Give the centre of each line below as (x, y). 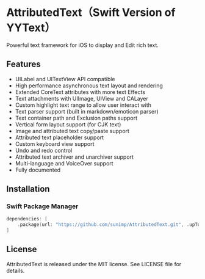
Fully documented (38, 170)
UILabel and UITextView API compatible (65, 79)
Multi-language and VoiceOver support (64, 163)
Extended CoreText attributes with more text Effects (80, 92)
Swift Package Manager (42, 206)
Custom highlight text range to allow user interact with (83, 105)
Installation (28, 189)
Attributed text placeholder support (59, 137)
